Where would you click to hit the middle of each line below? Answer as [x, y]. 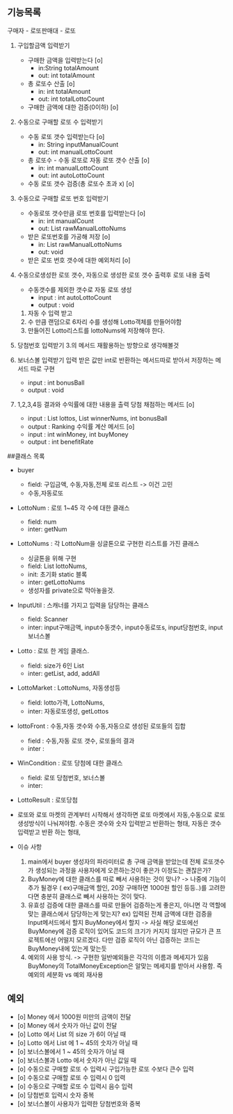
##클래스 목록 [26, 456]
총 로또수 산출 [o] [51, 83]
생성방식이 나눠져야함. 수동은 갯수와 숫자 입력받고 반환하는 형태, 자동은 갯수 [119, 823]
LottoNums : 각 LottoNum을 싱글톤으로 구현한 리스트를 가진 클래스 [108, 543]
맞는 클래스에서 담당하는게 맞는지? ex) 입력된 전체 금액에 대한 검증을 [120, 914]
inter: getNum [47, 529]
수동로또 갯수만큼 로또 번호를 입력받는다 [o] [87, 213]
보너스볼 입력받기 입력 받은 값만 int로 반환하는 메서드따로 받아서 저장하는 [115, 360]
